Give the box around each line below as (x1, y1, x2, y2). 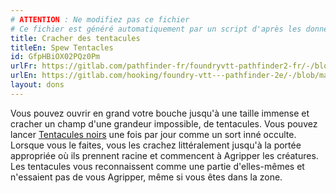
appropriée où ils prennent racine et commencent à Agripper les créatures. (10, 149, 319, 161)
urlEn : (10, 71, 38, 81)
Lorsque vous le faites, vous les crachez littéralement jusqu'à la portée (10, 139, 302, 151)
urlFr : (10, 61, 38, 71)
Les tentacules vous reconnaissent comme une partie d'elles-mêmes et (10, 160, 305, 172)
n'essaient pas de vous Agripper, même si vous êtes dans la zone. (10, 171, 283, 183)
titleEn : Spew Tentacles (10, 42, 114, 53)
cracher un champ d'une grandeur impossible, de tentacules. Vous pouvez (10, 117, 318, 130)
